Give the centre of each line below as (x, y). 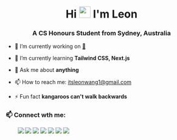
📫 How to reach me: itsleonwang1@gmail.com (73, 82)
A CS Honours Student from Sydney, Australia (102, 33)
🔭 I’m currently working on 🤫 (50, 46)
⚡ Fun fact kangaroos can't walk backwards (71, 97)
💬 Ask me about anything (47, 70)
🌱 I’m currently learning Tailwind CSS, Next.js (72, 58)
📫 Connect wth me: (36, 115)
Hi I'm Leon (102, 14)
